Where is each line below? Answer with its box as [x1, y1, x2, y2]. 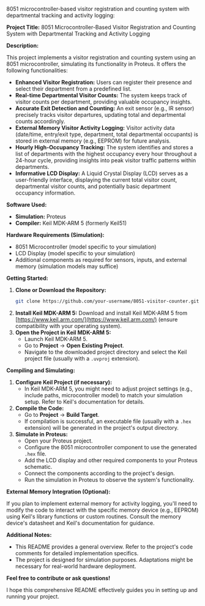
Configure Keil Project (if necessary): [15, 378, 112, 386]
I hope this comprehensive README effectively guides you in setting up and [6, 586, 198, 593]
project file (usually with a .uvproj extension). [24, 354, 140, 362]
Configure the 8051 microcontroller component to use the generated [24, 443, 197, 451]
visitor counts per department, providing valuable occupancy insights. [15, 98, 192, 105]
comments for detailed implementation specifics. [15, 549, 139, 556]
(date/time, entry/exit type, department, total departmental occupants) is [15, 131, 199, 138]
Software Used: [6, 201, 47, 208]
